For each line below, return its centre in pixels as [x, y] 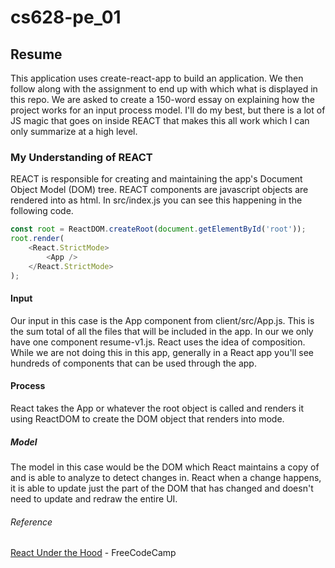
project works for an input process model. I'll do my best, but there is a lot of [168, 110]
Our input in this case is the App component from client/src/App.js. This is [162, 320]
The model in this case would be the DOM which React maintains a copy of [165, 467]
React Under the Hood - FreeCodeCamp [93, 553]
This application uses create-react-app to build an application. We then [157, 78]
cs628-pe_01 [66, 17]
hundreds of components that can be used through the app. [133, 363]
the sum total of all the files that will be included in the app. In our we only [162, 331]
